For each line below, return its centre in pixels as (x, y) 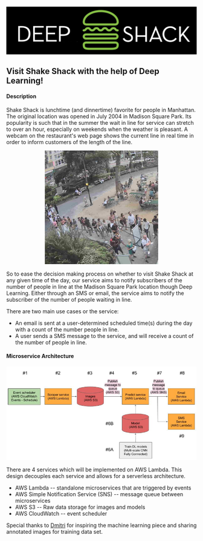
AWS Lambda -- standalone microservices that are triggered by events (103, 488)
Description (21, 96)
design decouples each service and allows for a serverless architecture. (96, 476)
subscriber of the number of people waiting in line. (69, 299)
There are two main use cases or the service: (63, 311)
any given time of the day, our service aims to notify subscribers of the (94, 280)
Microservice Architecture (40, 356)
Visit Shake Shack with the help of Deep (83, 71)
